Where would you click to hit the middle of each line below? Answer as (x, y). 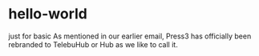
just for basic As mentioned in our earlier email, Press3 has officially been (130, 36)
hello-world (48, 14)
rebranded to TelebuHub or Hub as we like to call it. (93, 44)
